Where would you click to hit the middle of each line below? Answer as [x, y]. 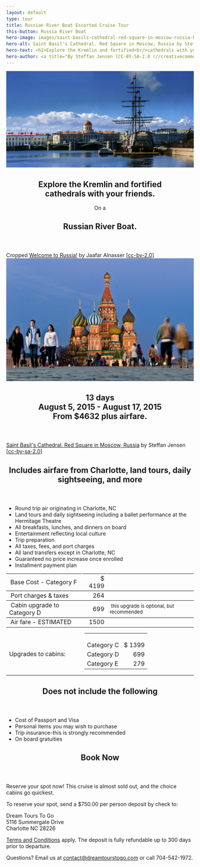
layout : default [26, 13]
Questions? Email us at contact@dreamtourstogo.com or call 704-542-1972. [100, 858]
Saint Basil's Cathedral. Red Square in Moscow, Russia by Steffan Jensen [96, 445]
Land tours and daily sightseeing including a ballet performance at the [101, 514]
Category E [103, 664]
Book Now [100, 758]
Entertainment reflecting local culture [60, 534]
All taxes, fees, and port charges [54, 546]
